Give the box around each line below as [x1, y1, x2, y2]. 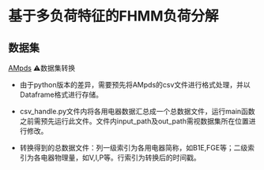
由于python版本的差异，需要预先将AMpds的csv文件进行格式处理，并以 [19, 80, 251, 89]
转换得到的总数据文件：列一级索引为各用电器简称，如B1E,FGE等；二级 [19, 143, 248, 152]
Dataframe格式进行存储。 [19, 90, 104, 99]
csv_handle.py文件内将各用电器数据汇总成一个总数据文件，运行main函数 [19, 107, 255, 116]
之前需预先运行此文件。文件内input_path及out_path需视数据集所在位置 [19, 116, 249, 126]
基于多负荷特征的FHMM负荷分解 [8, 7, 219, 25]
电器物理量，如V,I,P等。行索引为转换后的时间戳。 [40, 153, 201, 162]
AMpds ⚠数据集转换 [8, 64, 76, 72]
